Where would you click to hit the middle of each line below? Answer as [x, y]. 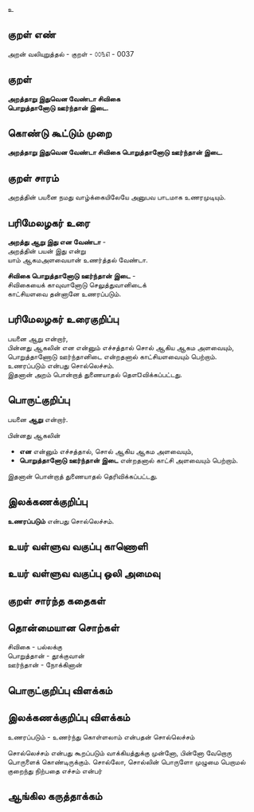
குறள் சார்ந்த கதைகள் [57, 600]
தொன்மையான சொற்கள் [64, 628]
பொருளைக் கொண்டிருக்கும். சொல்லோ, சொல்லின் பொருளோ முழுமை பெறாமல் [127, 762]
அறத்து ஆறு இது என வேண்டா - [57, 242]
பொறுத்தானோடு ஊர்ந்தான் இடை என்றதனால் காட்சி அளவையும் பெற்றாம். [128, 460]
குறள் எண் [32, 35]
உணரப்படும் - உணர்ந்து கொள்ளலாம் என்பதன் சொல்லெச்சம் [101, 737]
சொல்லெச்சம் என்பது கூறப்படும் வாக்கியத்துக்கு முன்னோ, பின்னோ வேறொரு [120, 753]
